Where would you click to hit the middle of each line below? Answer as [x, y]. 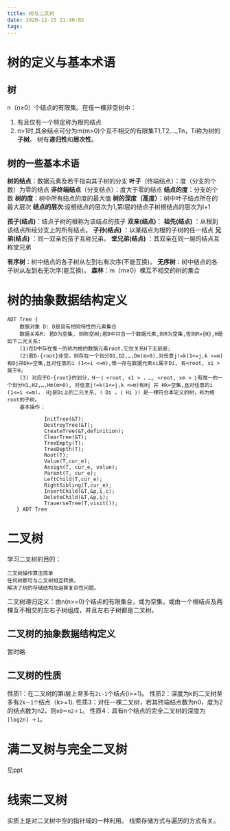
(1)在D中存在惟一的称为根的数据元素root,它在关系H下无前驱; [95, 349]
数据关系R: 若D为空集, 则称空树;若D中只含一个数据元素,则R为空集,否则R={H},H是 [121, 334]
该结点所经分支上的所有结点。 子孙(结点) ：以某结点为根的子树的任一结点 [111, 230]
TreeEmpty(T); [64, 443]
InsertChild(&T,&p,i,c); [79, 491]
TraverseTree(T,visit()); [81, 503]
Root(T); [56, 455]
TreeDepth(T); [64, 450]
